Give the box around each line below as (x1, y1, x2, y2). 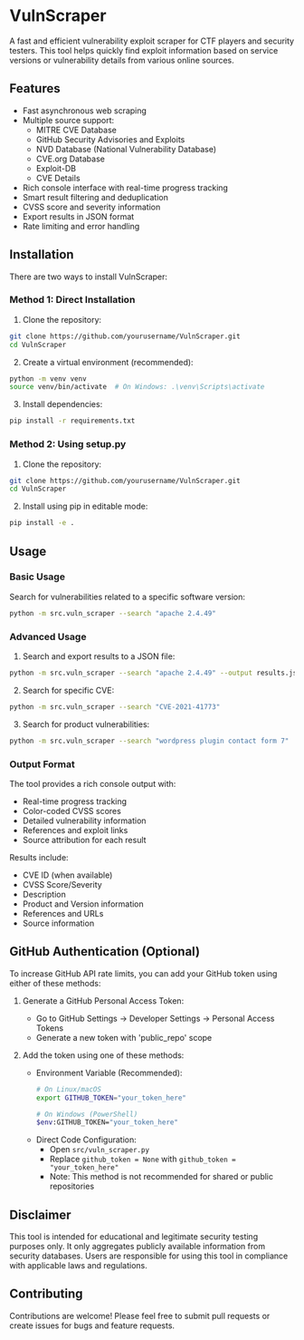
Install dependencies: (22, 399, 103, 410)
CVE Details (35, 172, 81, 183)
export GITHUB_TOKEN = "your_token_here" (35, 1093, 187, 1102)
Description (22, 888, 66, 899)
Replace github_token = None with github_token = (49, 1153, 237, 1165)
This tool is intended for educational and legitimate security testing (9, 1231, 259, 1242)
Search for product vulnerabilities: (22, 718, 150, 730)
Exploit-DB (35, 162, 77, 173)
